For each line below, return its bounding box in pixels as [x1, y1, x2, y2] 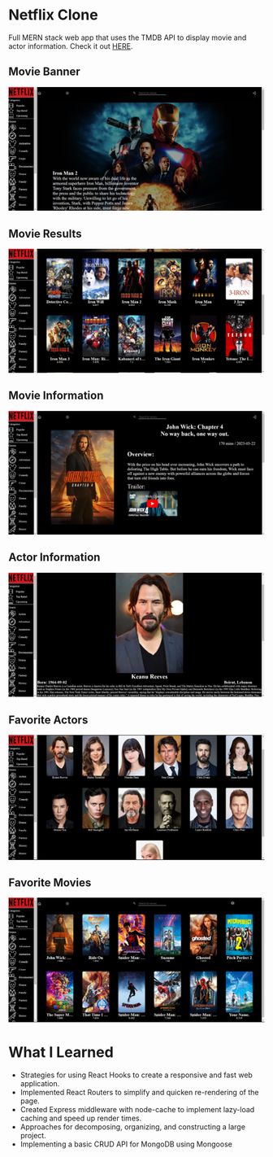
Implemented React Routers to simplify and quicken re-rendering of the [19, 1087, 259, 1097]
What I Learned [8, 1043, 114, 1062]
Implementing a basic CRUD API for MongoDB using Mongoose [19, 1139, 233, 1149]
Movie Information [8, 389, 104, 403]
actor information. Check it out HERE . [8, 41, 133, 50]
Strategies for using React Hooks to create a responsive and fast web [19, 1070, 253, 1080]
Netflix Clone [8, 6, 99, 24]
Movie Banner [8, 65, 81, 79]
